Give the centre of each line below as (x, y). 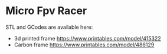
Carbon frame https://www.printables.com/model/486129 (84, 45)
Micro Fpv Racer (46, 11)
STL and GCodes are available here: (49, 27)
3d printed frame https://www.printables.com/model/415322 (88, 38)
